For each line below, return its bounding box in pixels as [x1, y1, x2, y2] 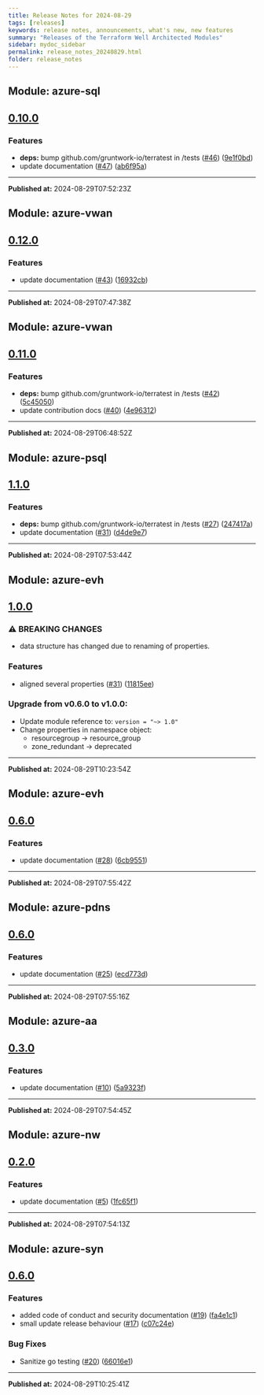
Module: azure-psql [8, 451, 108, 465]
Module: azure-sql [8, 84, 101, 98]
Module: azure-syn [8, 1242, 104, 1256]
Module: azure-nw [8, 1128, 101, 1142]
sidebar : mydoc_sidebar [8, 41, 86, 49]
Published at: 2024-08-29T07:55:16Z [8, 992, 130, 1001]
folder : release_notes [8, 56, 82, 64]
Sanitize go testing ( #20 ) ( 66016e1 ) [19, 1356, 134, 1366]
